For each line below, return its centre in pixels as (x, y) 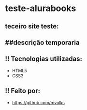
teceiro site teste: (32, 26)
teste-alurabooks (41, 8)
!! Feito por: (23, 91)
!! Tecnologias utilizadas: (44, 59)
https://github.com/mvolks (38, 102)
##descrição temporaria (42, 42)
